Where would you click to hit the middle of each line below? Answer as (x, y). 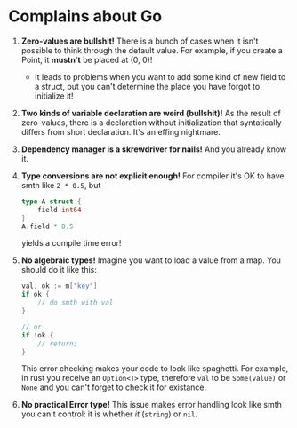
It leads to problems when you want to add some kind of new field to (160, 76)
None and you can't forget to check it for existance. (114, 387)
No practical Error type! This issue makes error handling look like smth (151, 405)
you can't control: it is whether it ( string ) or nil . (109, 414)
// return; (58, 344)
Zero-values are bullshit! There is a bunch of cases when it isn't (140, 41)
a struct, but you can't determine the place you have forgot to (147, 86)
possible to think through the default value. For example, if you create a (152, 50)
